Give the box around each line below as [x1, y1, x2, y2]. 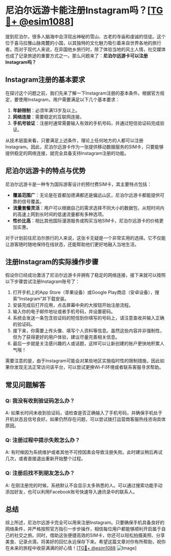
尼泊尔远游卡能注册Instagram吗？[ [5, 5, 151, 16]
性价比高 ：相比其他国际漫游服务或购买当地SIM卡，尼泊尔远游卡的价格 [12, 217, 159, 224]
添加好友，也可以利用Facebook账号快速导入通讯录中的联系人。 [5, 488, 137, 495]
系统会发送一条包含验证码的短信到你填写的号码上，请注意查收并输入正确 [12, 315, 164, 321]
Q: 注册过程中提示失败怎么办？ [5, 436, 80, 443]
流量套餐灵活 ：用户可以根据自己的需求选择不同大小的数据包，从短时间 [12, 205, 160, 211]
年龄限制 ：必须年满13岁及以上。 [12, 107, 80, 113]
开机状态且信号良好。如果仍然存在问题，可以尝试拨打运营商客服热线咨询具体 [5, 416, 166, 422]
